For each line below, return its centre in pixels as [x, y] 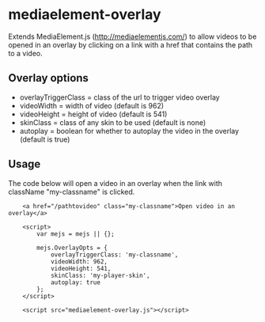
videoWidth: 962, [79, 261]
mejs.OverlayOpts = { [72, 248]
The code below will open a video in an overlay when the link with [115, 183]
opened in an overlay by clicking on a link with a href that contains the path [131, 44]
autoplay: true [76, 282]
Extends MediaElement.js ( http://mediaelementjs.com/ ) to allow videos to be [132, 36]
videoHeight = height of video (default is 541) [93, 114]
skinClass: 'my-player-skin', [100, 275]
